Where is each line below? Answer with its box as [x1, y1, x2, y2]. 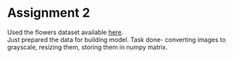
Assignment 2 [7, 5, 90, 21]
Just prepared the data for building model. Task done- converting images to [7, 35, 226, 43]
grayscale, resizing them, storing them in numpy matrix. [7, 43, 168, 51]
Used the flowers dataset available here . [7, 28, 124, 36]
